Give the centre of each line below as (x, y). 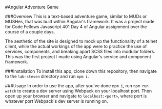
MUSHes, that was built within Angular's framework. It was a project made (80, 22)
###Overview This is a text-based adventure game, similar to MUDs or (76, 16)
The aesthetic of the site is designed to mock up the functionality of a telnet (81, 41)
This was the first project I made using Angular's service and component (78, 57)
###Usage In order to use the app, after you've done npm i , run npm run (77, 86)
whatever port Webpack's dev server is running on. (57, 101)
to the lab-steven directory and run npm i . (47, 76)
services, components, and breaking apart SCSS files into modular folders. (80, 51)
